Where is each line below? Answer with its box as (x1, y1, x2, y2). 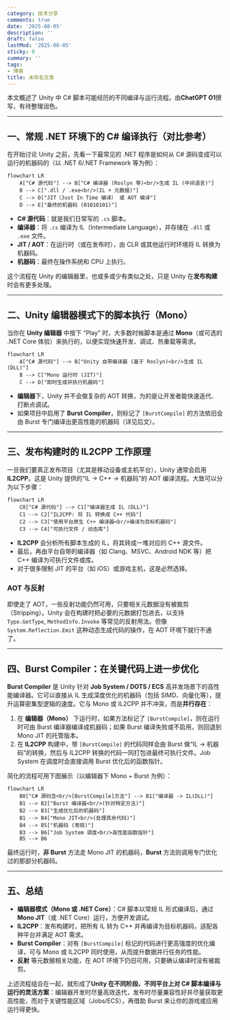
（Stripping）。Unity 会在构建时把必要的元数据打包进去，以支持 (7, 609, 185, 617)
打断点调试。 (16, 400, 53, 409)
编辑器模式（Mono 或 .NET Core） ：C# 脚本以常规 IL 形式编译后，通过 (16, 905, 214, 913)
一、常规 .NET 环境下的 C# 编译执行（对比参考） (7, 131, 212, 142)
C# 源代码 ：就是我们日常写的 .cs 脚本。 (16, 214, 130, 223)
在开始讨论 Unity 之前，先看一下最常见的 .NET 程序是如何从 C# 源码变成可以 (7, 150, 222, 159)
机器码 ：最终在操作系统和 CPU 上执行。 (16, 258, 130, 266)
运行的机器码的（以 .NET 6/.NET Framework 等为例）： (7, 159, 159, 167)
